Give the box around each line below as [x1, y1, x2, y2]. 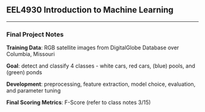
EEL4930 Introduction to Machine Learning [6, 5, 174, 15]
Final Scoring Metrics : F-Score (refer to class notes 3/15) [6, 99, 151, 106]
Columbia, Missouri [6, 51, 55, 58]
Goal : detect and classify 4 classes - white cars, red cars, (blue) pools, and [6, 62, 195, 69]
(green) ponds [6, 69, 43, 76]
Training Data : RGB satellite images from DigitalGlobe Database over [6, 44, 179, 51]
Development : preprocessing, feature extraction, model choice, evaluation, [6, 80, 196, 88]
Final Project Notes [6, 30, 64, 38]
